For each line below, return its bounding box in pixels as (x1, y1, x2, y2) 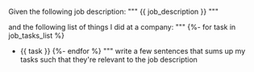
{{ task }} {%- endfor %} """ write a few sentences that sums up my (19, 46, 246, 55)
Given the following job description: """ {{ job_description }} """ (8, 7, 219, 16)
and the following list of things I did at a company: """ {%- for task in (8, 22, 236, 31)
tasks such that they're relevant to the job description (19, 55, 198, 64)
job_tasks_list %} (8, 31, 65, 40)
